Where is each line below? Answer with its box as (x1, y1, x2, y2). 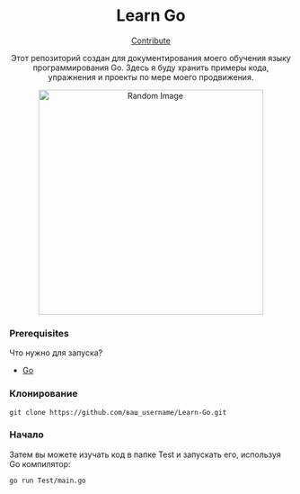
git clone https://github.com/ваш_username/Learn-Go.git (9, 408, 227, 417)
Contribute (131, 35, 171, 46)
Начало (9, 428, 44, 441)
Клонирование (9, 388, 78, 400)
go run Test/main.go (9, 476, 87, 485)
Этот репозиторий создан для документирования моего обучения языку (10, 52, 292, 63)
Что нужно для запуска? (9, 347, 103, 358)
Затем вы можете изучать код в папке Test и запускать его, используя (9, 449, 281, 460)
